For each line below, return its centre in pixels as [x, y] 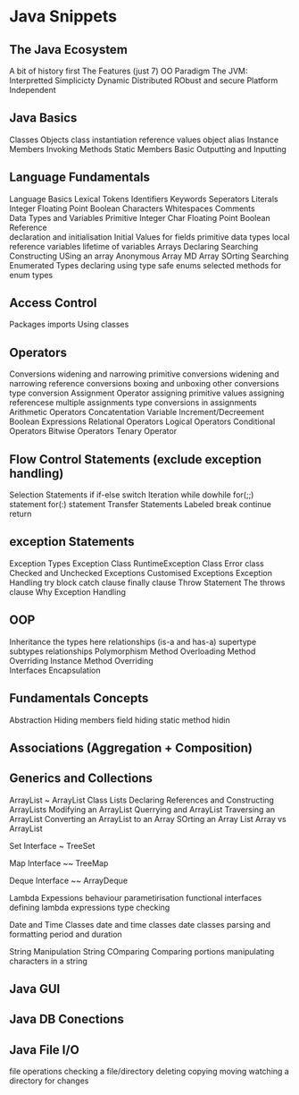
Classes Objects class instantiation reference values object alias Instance [144, 140]
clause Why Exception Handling [68, 591]
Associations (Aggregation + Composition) [131, 747]
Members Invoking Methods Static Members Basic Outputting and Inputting [148, 149]
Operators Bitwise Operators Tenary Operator [93, 431]
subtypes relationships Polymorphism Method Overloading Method [133, 651]
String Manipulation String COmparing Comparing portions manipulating [142, 951]
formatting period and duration [66, 934]
